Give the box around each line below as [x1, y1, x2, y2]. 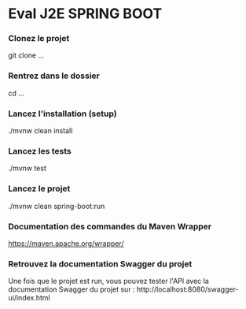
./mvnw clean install [8, 126, 73, 136]
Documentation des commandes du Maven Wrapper [8, 221, 212, 232]
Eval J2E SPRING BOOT [8, 5, 163, 23]
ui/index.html [8, 293, 50, 303]
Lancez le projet [8, 183, 71, 194]
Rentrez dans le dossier [8, 70, 100, 81]
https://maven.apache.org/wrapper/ [8, 238, 124, 248]
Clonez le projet [8, 33, 70, 44]
